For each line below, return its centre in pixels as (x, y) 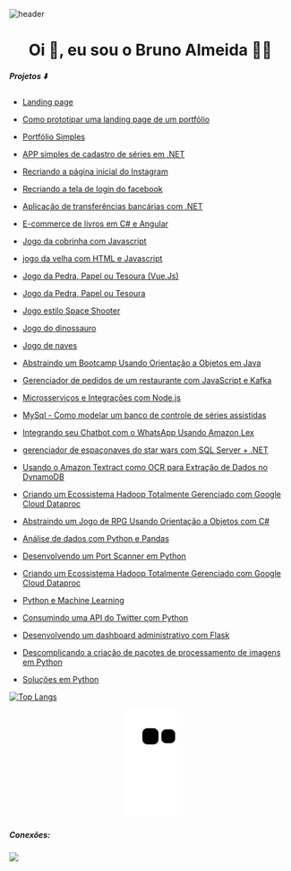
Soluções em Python (60, 680)
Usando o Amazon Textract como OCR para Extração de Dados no (145, 468)
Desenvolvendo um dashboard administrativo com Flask (126, 635)
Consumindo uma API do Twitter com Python (105, 618)
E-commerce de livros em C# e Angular (95, 224)
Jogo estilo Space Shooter (71, 311)
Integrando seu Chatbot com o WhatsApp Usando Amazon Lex (138, 433)
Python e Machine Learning (73, 601)
